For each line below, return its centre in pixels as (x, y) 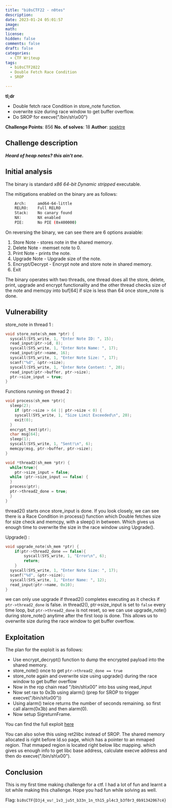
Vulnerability (26, 312)
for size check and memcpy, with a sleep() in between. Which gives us (80, 522)
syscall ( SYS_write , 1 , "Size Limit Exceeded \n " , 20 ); (73, 415)
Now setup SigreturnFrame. (42, 714)
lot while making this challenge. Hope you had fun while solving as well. (81, 790)
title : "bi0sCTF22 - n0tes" (35, 10)
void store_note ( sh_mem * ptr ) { (40, 334)
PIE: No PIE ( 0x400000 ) (46, 223)
